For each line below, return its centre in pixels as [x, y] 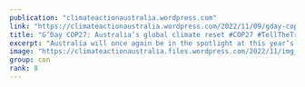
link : [20, 26]
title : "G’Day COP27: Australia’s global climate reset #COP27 [132, 34]
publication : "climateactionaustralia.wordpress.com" [113, 18]
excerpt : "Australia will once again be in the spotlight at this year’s [152, 43]
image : [22, 52]
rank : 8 [24, 69]
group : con [30, 60]
